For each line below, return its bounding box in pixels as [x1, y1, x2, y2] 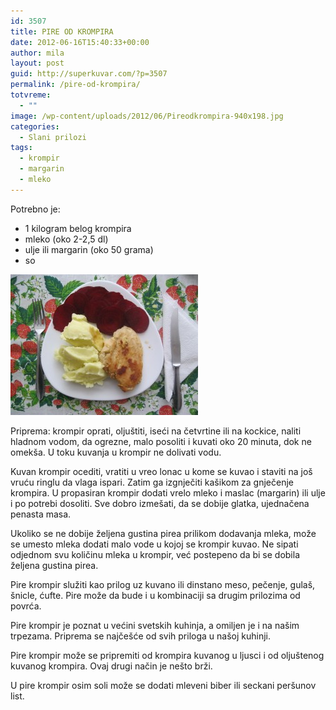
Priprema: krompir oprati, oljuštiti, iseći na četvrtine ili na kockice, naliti [10, 425, 302, 437]
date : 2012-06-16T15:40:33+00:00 [10, 37, 150, 47]
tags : [10, 143, 33, 153]
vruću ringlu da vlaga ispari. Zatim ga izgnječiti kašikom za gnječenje [10, 476, 295, 488]
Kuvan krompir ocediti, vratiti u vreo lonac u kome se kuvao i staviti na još [10, 465, 313, 477]
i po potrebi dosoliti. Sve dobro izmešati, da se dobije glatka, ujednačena [10, 497, 310, 509]
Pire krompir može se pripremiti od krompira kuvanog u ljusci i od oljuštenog [10, 649, 325, 661]
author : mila [10, 48, 65, 58]
